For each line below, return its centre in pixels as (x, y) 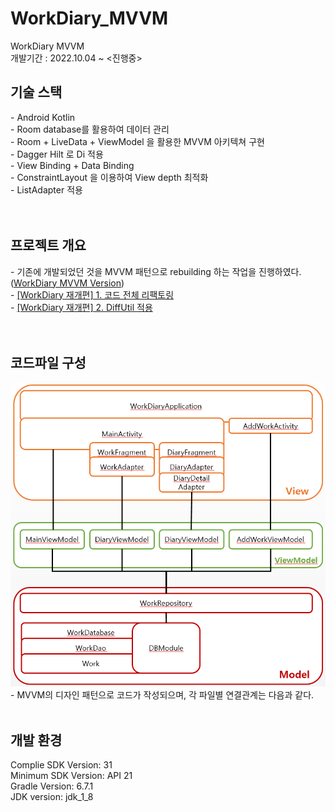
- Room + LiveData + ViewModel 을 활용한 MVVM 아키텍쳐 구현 (137, 141)
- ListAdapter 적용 (46, 189)
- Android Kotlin (43, 117)
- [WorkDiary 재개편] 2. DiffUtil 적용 (81, 307)
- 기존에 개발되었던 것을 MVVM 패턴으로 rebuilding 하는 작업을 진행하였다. (156, 271)
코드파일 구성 (48, 362)
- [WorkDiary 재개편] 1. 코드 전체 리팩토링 (92, 294)
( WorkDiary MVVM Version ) (67, 283)
